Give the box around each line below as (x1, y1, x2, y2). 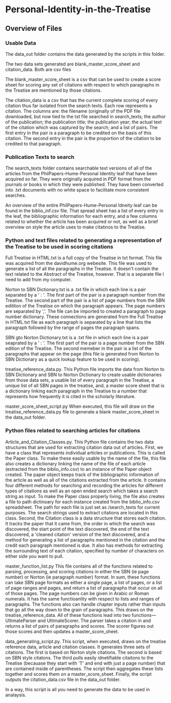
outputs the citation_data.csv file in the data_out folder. (5, 676, 121, 683)
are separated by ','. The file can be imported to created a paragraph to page (5, 308, 166, 315)
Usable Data (5, 39, 36, 47)
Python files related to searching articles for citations (5, 427, 140, 434)
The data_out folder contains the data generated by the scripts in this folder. (5, 51, 165, 57)
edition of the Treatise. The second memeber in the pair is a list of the (5, 345, 152, 351)
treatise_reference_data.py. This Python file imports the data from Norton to (5, 366, 165, 373)
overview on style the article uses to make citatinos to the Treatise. (5, 224, 146, 230)
